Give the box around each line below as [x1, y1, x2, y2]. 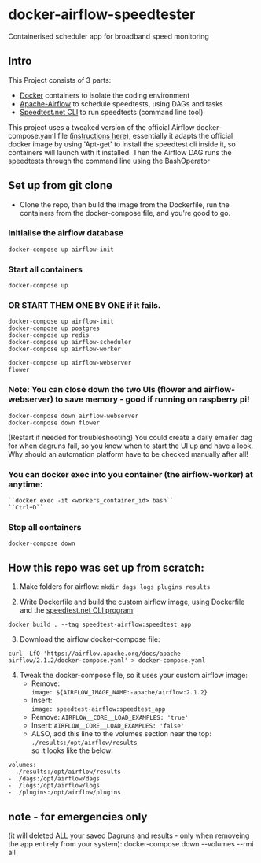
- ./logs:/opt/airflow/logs [8, 782, 101, 790]
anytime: [8, 479, 43, 490]
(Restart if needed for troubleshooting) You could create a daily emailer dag [8, 432, 253, 442]
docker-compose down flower [8, 419, 101, 427]
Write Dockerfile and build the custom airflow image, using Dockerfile [19, 597, 245, 607]
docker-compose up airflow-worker [8, 345, 122, 354]
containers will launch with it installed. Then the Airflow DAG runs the [8, 147, 232, 157]
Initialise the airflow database [8, 228, 124, 239]
